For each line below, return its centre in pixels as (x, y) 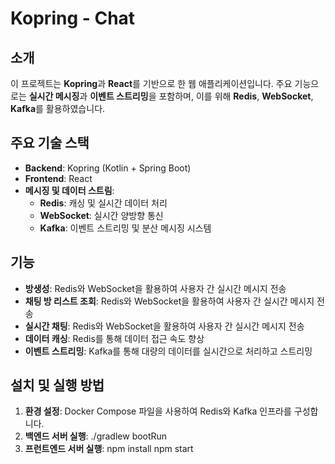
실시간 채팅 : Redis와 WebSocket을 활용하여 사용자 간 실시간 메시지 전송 (164, 326)
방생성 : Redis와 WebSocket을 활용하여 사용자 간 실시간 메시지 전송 (155, 288)
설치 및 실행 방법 (57, 385)
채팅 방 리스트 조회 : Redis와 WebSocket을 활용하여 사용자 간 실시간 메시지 (169, 301)
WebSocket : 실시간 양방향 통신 (101, 215)
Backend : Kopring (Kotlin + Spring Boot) (108, 168)
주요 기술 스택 (50, 143)
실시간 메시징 (54, 96)
